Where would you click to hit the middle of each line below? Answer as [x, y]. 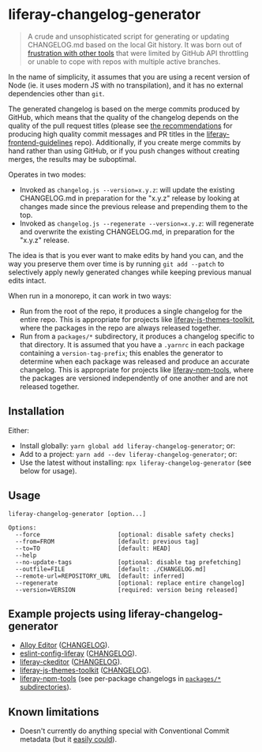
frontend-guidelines [41, 142]
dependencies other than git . [56, 93]
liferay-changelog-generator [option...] [77, 514]
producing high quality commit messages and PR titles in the [107, 134]
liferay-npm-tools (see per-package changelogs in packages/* [120, 679]
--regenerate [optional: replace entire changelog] [130, 583]
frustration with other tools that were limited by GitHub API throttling [138, 53]
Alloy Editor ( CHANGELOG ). [65, 645]
